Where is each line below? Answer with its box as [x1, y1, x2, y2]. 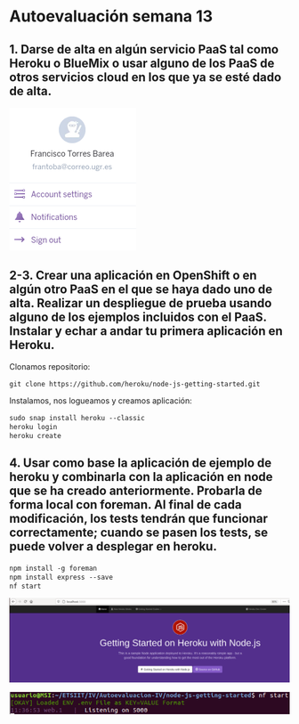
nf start [9, 582, 42, 590]
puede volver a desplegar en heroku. [9, 539, 218, 554]
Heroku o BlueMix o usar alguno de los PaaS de [9, 55, 275, 70]
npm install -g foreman [9, 564, 98, 573]
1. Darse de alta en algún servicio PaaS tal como [9, 42, 279, 57]
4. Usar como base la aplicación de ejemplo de [9, 456, 272, 471]
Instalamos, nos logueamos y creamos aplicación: [9, 395, 193, 406]
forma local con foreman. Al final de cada [9, 497, 242, 513]
